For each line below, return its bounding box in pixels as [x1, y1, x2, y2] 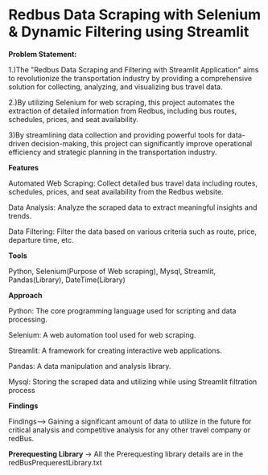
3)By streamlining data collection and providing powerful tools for [8, 130, 226, 140]
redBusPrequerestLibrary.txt [8, 457, 102, 467]
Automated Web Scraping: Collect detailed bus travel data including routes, [8, 178, 258, 188]
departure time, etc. [8, 235, 74, 244]
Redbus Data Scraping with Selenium [8, 6, 262, 24]
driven [8, 138, 30, 148]
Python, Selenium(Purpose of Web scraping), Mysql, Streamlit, [8, 266, 216, 276]
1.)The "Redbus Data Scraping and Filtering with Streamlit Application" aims [8, 64, 259, 74]
